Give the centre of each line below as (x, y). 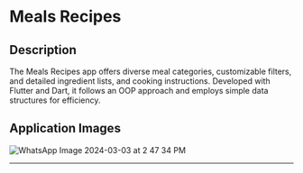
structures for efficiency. (55, 100)
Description (43, 50)
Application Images (65, 128)
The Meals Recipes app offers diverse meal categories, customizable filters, (151, 71)
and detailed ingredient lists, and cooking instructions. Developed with (140, 81)
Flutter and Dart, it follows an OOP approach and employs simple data (139, 91)
